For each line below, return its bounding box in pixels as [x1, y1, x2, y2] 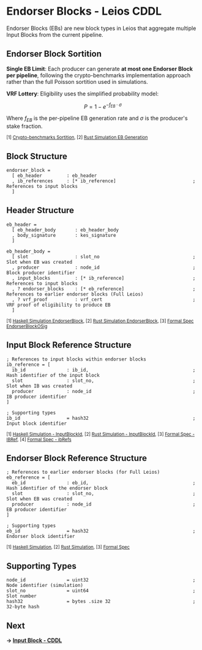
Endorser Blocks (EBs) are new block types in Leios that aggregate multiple [6, 24, 196, 32]
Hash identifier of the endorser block [6, 485, 108, 491]
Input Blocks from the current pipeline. [6, 31, 103, 38]
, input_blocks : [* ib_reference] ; [12, 275, 196, 281]
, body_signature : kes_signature [12, 232, 116, 238]
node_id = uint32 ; [6, 577, 196, 583]
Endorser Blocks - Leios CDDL [6, 4, 162, 18]
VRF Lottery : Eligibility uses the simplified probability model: [6, 90, 159, 97]
